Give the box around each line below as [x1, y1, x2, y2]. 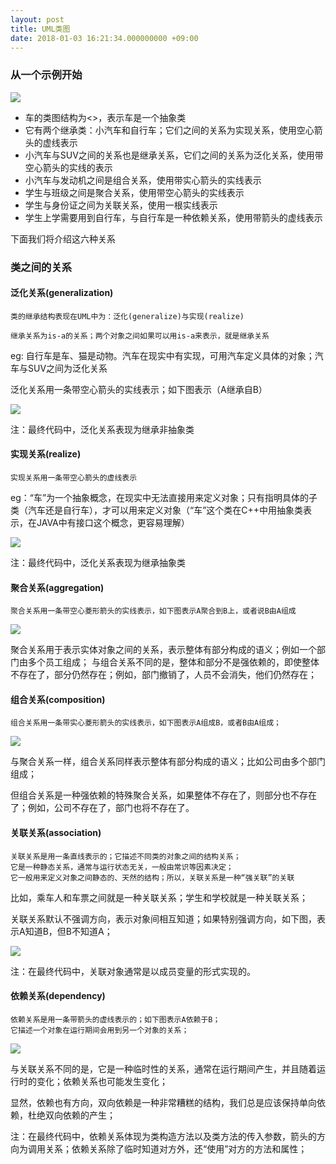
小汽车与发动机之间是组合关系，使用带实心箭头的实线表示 [24, 174, 262, 186]
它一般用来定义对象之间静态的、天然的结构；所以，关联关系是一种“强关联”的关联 [10, 872, 295, 883]
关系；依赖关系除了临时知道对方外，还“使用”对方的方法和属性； [44, 1142, 308, 1155]
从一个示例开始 [10, 68, 83, 82]
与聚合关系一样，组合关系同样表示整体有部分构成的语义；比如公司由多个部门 [10, 756, 326, 768]
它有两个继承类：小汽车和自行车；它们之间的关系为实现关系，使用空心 [24, 124, 315, 136]
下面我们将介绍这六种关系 [10, 232, 116, 245]
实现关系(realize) [10, 448, 82, 460]
